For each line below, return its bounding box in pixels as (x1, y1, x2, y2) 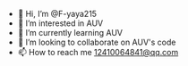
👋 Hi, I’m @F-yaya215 (17, 9, 97, 19)
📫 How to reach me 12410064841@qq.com (17, 47, 179, 57)
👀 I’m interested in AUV (17, 18, 104, 29)
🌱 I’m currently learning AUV (17, 28, 124, 37)
